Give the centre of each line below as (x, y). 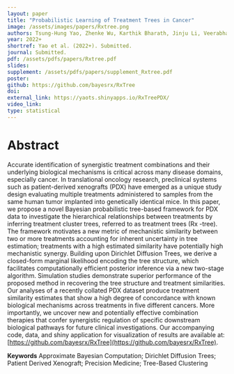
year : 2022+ (24, 40)
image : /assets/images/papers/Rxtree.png (68, 26)
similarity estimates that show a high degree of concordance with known (111, 297)
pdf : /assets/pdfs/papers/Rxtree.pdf (62, 59)
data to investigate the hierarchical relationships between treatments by (110, 216)
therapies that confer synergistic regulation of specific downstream (104, 320)
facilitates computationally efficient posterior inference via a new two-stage (116, 268)
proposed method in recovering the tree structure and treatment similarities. (116, 283)
